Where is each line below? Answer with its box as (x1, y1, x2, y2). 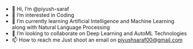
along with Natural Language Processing (11, 24, 110, 31)
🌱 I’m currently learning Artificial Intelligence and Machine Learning (11, 18, 175, 24)
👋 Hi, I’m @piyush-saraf (11, 6, 69, 12)
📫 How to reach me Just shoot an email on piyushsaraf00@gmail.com (11, 36, 183, 43)
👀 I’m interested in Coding (11, 12, 75, 18)
